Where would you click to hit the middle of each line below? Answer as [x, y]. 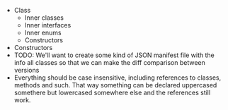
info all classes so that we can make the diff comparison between [109, 62]
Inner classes [44, 18]
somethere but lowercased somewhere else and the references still [112, 92]
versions [27, 70]
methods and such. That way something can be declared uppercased [115, 85]
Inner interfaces [48, 25]
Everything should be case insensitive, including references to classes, [118, 78]
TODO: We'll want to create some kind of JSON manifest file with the [114, 55]
